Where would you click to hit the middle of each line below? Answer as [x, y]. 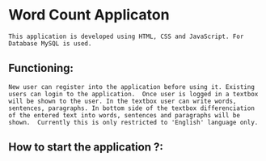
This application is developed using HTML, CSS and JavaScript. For [126, 36]
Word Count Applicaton [89, 15]
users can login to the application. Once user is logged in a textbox [133, 94]
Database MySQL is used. [50, 43]
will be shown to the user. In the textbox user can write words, [122, 101]
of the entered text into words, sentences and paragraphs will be [125, 115]
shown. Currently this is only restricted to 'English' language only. [133, 122]
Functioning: [41, 68]
